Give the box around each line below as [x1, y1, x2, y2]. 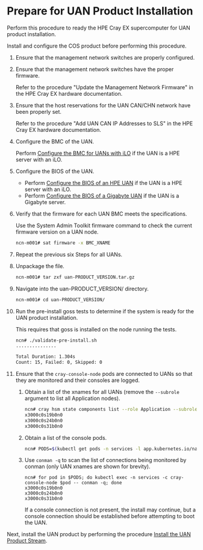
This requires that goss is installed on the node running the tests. [15, 325, 177, 333]
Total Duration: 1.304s [15, 354, 76, 360]
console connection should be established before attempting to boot [24, 513, 195, 520]
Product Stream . [7, 537, 48, 545]
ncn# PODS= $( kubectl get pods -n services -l [24, 446, 141, 452]
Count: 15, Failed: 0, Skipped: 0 [15, 360, 102, 366]
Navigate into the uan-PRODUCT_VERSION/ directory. [15, 285, 149, 292]
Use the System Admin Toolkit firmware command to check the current [15, 222, 192, 229]
